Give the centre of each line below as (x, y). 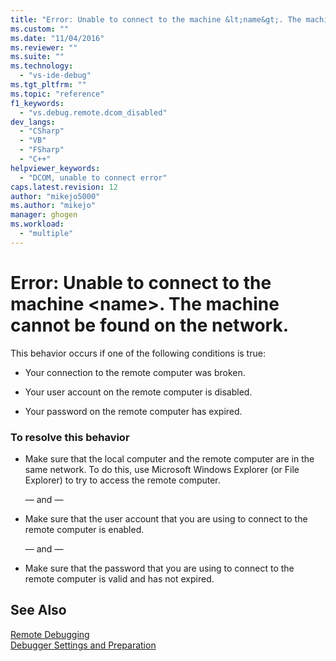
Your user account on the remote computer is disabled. (138, 392)
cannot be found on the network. (149, 325)
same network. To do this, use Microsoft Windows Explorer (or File (162, 469)
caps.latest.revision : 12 (64, 187)
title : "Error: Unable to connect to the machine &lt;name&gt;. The (156, 19)
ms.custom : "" (40, 29)
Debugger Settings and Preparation (83, 645)
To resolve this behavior (70, 437)
